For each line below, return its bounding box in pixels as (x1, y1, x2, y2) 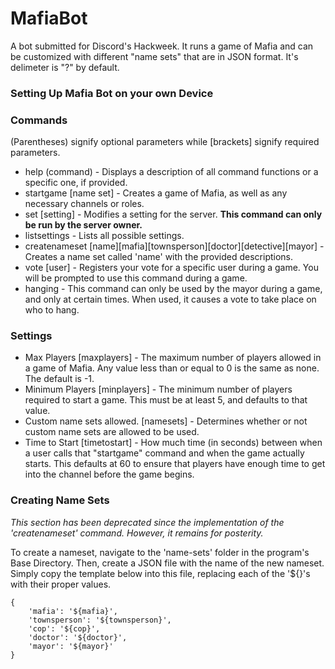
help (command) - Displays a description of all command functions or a (24, 166, 319, 178)
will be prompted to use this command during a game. (24, 272, 248, 284)
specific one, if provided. (24, 177, 128, 189)
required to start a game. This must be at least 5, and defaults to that (24, 394, 308, 406)
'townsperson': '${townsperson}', (28, 615, 172, 625)
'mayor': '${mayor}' (28, 641, 114, 651)
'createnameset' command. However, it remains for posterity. (10, 527, 264, 539)
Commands (10, 113, 68, 127)
